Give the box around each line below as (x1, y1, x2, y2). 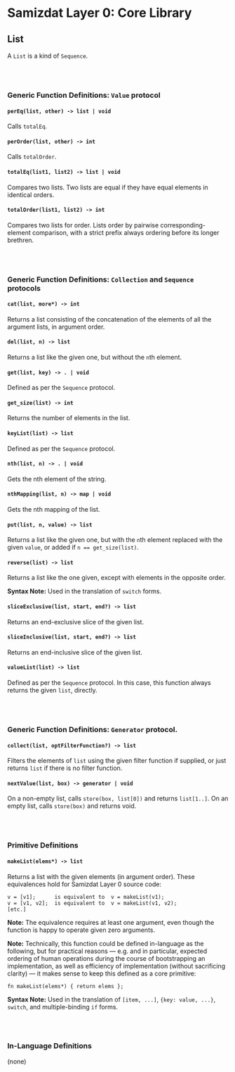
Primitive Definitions (7, 840, 79, 850)
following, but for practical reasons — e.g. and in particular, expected (7, 947, 208, 955)
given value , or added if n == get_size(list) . (7, 543, 139, 552)
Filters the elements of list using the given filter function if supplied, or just (7, 757, 227, 765)
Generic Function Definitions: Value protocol (7, 90, 161, 100)
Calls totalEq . (7, 122, 48, 131)
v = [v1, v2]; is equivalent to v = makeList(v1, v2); (7, 900, 177, 907)
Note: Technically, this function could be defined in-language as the (7, 939, 204, 947)
